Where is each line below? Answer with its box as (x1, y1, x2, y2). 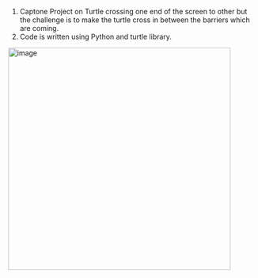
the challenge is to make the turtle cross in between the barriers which (19, 15, 251, 25)
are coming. (19, 24, 59, 32)
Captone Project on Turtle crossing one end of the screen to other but (19, 7, 248, 16)
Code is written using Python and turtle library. (19, 32, 173, 41)
